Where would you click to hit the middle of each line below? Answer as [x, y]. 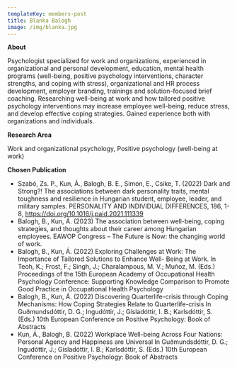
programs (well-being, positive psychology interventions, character [105, 76]
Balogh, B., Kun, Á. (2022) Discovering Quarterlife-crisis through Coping [123, 297]
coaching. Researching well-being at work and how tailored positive [106, 99]
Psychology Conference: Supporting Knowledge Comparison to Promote [123, 281]
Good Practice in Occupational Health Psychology [91, 289]
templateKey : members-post [47, 14]
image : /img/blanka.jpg [42, 27]
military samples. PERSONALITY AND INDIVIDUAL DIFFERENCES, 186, [120, 206]
